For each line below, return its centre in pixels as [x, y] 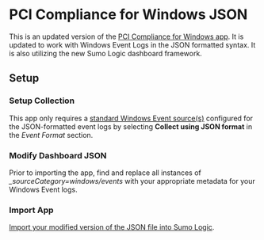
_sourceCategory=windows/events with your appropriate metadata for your [132, 181]
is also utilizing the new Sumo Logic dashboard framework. [106, 53]
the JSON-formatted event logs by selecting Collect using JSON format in [131, 126]
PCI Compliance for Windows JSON [128, 15]
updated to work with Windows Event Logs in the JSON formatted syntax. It [132, 44]
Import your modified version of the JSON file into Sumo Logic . [112, 227]
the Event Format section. [51, 135]
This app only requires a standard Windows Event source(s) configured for [131, 118]
